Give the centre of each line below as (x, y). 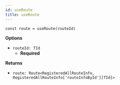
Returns (14, 63)
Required (30, 53)
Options (14, 38)
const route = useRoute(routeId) (41, 28)
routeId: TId (26, 48)
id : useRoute (19, 10)
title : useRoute (22, 15)
